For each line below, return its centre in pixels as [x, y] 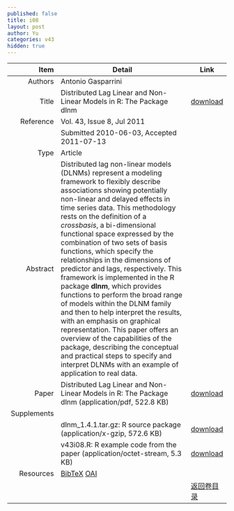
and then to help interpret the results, [121, 312]
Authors [41, 81]
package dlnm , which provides [111, 286]
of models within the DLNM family [116, 304]
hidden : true [26, 46]
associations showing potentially [114, 190]
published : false [32, 14]
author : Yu [23, 33]
